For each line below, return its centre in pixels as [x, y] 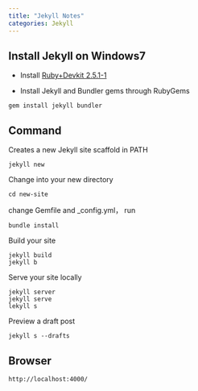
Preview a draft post [42, 321]
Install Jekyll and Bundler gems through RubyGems [105, 91]
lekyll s [23, 306]
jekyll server [32, 292]
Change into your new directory [61, 180]
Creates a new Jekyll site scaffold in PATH [78, 150]
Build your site [32, 241]
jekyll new [27, 165]
